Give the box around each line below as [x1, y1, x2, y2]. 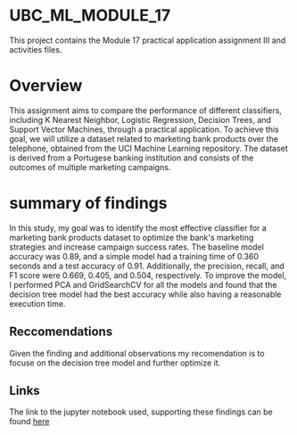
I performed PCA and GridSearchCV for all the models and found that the [9, 279, 277, 290]
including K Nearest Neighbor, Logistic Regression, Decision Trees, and [9, 114, 272, 125]
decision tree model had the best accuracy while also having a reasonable [9, 289, 282, 300]
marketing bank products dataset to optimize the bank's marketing [9, 232, 254, 242]
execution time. [9, 298, 66, 308]
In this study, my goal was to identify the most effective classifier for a [9, 222, 268, 233]
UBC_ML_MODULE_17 [9, 5, 171, 26]
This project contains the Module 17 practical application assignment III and [9, 35, 286, 45]
